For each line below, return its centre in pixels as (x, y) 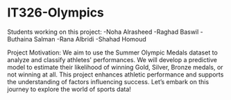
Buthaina (20, 39)
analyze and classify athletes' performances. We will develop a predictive (112, 59)
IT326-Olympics (55, 13)
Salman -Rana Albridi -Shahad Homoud (90, 39)
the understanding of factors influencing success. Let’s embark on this (108, 81)
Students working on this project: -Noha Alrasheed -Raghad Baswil (103, 32)
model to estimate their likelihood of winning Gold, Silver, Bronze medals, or (115, 67)
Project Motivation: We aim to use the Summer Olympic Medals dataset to (113, 52)
